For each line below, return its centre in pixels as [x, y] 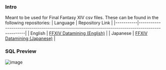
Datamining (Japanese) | [30, 38]
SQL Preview [21, 51]
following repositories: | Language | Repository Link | [59, 23]
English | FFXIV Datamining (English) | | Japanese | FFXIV [89, 34]
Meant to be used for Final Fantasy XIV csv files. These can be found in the [82, 18]
